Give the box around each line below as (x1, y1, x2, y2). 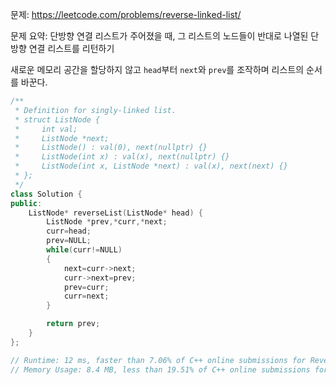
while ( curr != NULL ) (46, 245, 123, 255)
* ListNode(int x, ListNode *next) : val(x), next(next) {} (14, 161, 288, 172)
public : (10, 198, 43, 208)
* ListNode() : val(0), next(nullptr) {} (14, 143, 208, 153)
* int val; (14, 124, 78, 134)
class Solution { (10, 189, 83, 199)
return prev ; (46, 319, 101, 329)
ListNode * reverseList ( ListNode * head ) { (28, 208, 203, 218)
